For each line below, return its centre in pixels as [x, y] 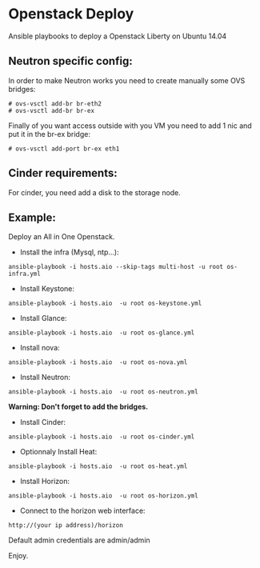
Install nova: [40, 348]
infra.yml [25, 274]
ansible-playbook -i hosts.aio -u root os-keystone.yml [105, 304]
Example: [32, 217]
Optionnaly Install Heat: [58, 452]
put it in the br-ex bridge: [49, 134]
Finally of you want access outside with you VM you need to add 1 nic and [130, 126]
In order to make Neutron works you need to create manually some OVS [127, 80]
